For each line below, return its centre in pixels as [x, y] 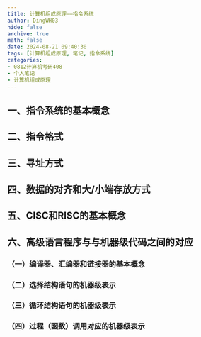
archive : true [28, 34]
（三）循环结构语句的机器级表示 [62, 306]
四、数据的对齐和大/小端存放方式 [79, 189]
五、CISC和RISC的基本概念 [67, 216]
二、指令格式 [35, 137]
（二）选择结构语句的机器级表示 [62, 284]
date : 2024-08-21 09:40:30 [47, 47]
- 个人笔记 [21, 73]
